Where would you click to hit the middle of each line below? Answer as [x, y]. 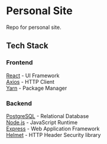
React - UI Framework [33, 76]
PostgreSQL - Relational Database [48, 116]
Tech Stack [27, 46]
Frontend [20, 63]
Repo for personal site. [34, 27]
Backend [19, 103]
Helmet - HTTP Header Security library [54, 135]
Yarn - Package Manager [37, 88]
